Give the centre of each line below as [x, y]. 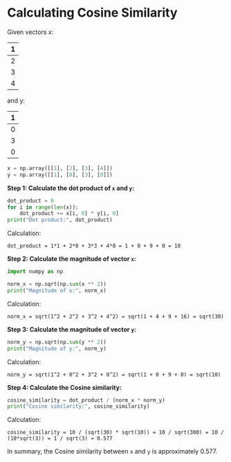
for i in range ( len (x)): [43, 207]
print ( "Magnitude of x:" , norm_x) [57, 290]
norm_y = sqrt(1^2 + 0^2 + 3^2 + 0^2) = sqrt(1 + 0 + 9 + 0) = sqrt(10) [114, 375]
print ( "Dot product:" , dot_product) [60, 220]
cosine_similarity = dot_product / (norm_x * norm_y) [86, 400]
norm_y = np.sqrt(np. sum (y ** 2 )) [57, 342]
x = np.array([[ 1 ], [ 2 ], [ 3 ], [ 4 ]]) [60, 168]
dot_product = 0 [30, 200]
